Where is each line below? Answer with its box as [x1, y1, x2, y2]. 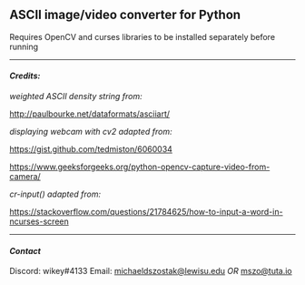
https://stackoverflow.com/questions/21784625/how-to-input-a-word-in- [9, 207, 283, 218]
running [9, 41, 39, 52]
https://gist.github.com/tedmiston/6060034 [9, 144, 172, 155]
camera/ [9, 171, 41, 182]
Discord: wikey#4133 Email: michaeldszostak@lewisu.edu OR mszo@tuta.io [9, 266, 292, 277]
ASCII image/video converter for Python [9, 7, 241, 23]
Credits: [9, 70, 41, 81]
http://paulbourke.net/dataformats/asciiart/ [9, 108, 171, 119]
